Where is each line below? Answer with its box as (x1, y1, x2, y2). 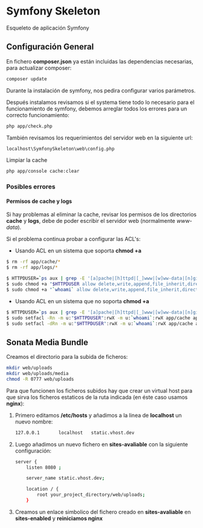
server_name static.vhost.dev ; (26, 475, 105, 481)
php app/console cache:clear (6, 168, 80, 175)
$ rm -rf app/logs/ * (6, 265, 59, 271)
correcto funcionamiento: (6, 111, 69, 118)
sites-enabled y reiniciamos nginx (14, 515, 103, 522)
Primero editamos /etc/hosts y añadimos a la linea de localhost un (14, 411, 182, 419)
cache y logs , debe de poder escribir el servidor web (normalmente (6, 217, 176, 225)
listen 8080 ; (26, 464, 62, 471)
